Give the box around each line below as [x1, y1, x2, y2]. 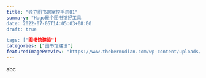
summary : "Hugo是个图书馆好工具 [6, 15, 82, 21]
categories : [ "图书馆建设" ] [6, 43, 74, 49]
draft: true [6, 26, 37, 33]
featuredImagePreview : [6, 49, 64, 55]
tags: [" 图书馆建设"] [6, 37, 57, 44]
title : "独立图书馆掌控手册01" [6, 9, 78, 15]
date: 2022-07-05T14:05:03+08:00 [6, 20, 92, 26]
